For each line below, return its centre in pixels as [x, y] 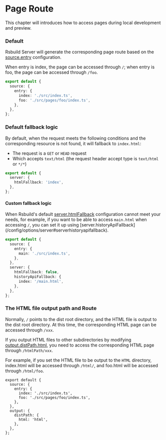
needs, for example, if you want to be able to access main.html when [76, 219]
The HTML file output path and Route [51, 308]
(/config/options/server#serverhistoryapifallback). [57, 230]
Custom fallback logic [28, 203]
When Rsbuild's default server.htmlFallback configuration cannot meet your [83, 214]
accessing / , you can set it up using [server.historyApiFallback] [70, 225]
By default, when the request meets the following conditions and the [75, 138]
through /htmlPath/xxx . [29, 350]
